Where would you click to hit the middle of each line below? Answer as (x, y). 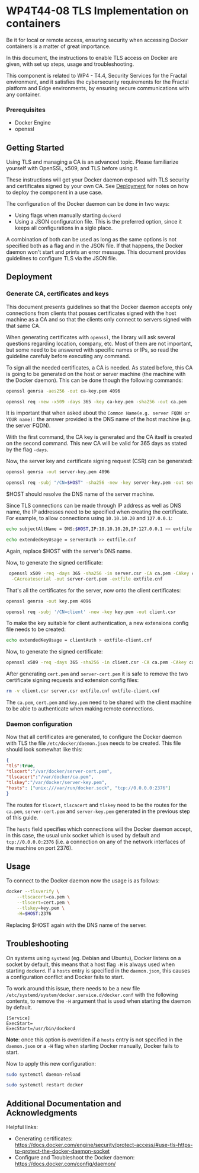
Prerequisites (26, 110)
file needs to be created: (36, 629)
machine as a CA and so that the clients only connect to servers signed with (99, 319)
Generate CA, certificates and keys (58, 294)
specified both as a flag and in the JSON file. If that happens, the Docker (95, 246)
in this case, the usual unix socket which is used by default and (83, 835)
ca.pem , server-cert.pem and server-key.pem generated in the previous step (98, 811)
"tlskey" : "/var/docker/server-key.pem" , (57, 782)
